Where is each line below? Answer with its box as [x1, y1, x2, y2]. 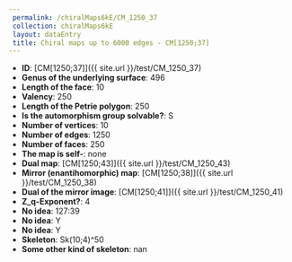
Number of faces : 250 [21, 139, 105, 150]
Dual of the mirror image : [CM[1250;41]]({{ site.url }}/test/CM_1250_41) [21, 187, 284, 197]
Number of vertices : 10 [21, 120, 109, 131]
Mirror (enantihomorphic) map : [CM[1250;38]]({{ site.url [21, 168, 234, 179]
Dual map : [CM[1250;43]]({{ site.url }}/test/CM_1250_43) [21, 158, 231, 169]
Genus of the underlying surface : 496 [21, 73, 165, 83]
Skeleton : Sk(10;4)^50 [21, 234, 104, 245]
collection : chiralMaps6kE [12, 22, 114, 31]
